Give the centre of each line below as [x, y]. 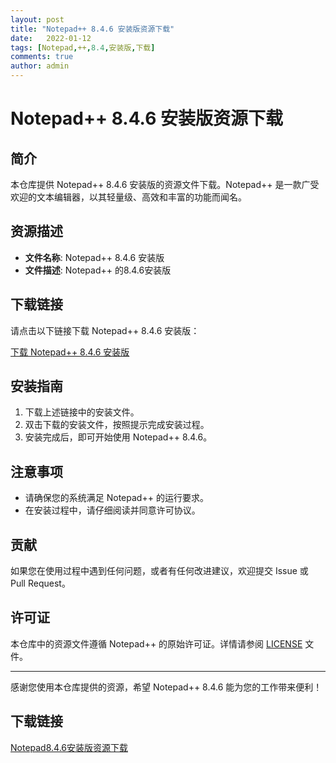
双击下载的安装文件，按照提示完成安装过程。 [117, 425]
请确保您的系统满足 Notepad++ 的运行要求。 [116, 498]
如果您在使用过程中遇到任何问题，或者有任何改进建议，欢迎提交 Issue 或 [159, 571]
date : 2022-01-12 [51, 38]
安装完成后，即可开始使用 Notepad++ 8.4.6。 [118, 437]
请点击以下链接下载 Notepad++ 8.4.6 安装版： [105, 330]
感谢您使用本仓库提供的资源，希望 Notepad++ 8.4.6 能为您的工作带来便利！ [166, 687]
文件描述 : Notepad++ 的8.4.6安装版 [98, 270]
